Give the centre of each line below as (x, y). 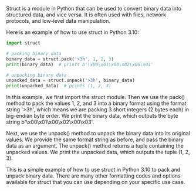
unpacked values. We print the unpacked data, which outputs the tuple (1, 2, (98, 152)
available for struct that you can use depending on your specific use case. (96, 182)
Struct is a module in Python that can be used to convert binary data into (94, 8)
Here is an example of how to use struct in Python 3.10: (72, 32)
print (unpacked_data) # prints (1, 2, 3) (59, 86)
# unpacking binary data (36, 75)
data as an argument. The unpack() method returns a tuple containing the (95, 146)
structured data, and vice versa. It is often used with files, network (86, 15)
